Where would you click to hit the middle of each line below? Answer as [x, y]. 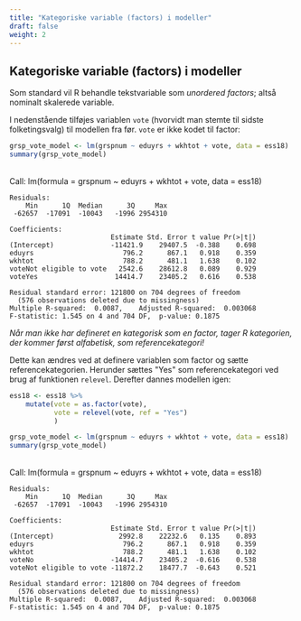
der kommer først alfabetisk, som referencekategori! [107, 342]
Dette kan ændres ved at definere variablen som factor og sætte [129, 360]
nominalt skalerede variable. [62, 102]
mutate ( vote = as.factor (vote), [86, 404]
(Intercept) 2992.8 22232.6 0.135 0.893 [133, 537]
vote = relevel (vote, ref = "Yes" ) [121, 412]
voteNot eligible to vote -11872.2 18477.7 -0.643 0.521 [133, 568]
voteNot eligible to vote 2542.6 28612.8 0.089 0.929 [133, 269]
